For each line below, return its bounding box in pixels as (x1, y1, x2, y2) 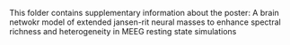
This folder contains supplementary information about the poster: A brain (9, 8, 280, 18)
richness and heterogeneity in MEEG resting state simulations (9, 26, 237, 36)
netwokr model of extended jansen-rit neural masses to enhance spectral (9, 17, 281, 27)
